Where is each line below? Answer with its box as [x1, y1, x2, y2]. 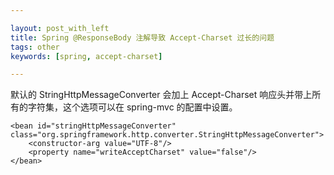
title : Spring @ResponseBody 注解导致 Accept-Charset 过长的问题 [10, 32, 275, 43]
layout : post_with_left [10, 23, 110, 33]
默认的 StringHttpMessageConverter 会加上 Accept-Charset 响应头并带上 [10, 89, 313, 101]
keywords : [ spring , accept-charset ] [10, 51, 163, 61]
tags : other [10, 42, 60, 52]
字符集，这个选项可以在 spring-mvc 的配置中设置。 [27, 101, 238, 113]
